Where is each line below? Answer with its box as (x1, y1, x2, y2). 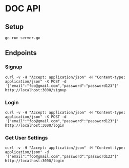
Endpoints (5, 49, 37, 57)
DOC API (5, 3, 41, 14)
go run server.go (5, 35, 41, 40)
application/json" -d (5, 150, 49, 155)
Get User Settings (5, 134, 48, 141)
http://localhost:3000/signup (5, 87, 67, 92)
